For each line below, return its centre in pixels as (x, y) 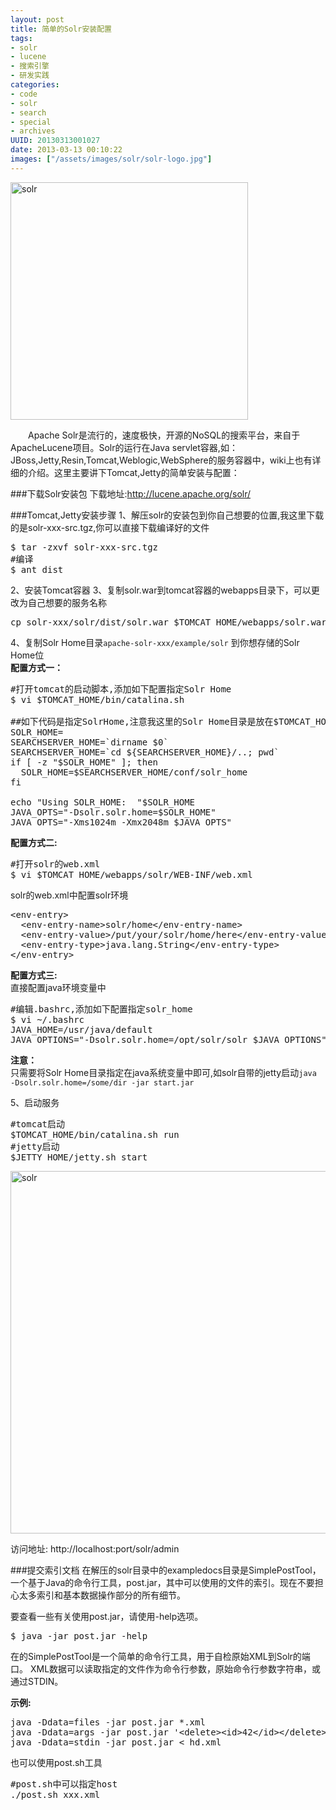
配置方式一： (36, 667)
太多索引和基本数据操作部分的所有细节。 (102, 1595)
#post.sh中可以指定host (64, 1784)
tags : (21, 38)
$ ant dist (37, 569)
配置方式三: (34, 975)
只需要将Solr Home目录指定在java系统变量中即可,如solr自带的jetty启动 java (163, 1072)
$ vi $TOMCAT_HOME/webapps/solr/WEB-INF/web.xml (131, 874)
